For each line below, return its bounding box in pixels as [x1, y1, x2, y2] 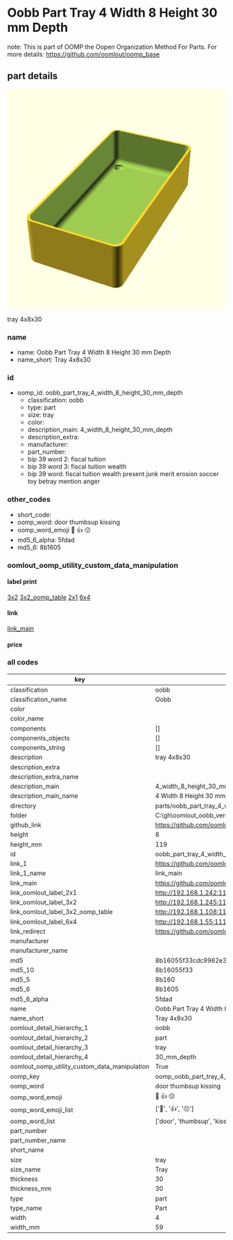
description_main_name [10, 792, 78, 800]
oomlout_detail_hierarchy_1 [10, 1024, 89, 1032]
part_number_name [10, 1136, 66, 1145]
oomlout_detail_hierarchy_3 [10, 1043, 89, 1051]
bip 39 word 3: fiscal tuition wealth [27, 462, 127, 471]
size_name [10, 1165, 41, 1173]
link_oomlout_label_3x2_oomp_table [10, 908, 113, 916]
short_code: [17, 510, 52, 519]
